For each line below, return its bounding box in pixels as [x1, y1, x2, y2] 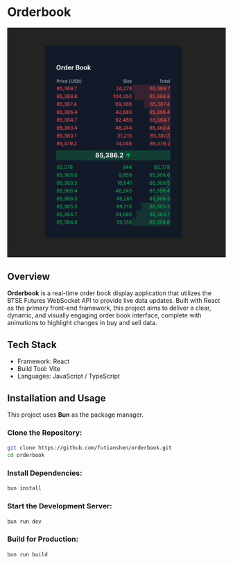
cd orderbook [7, 452, 45, 459]
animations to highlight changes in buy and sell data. [7, 319, 157, 327]
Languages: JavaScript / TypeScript [17, 372, 120, 381]
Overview [7, 271, 51, 283]
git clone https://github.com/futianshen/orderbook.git [7, 445, 172, 451]
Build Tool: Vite [17, 365, 61, 373]
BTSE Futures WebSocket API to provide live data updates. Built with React [7, 297, 221, 305]
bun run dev [7, 518, 42, 525]
